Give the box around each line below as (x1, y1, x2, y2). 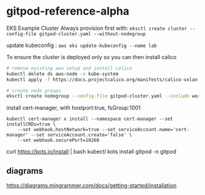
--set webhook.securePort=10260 (17, 137, 99, 144)
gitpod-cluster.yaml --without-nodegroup (38, 30, 146, 37)
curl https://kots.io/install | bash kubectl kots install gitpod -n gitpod (6, 148, 177, 155)
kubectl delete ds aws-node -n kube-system (6, 71, 119, 77)
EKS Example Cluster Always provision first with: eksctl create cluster (6, 24, 187, 32)
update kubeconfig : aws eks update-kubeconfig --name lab (6, 41, 157, 49)
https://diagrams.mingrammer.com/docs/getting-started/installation (6, 182, 177, 190)
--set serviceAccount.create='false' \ (31, 132, 132, 138)
